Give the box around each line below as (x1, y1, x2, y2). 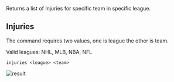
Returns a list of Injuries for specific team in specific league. (6, 5, 151, 12)
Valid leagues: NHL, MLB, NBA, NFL (6, 48, 93, 55)
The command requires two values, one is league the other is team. (6, 37, 169, 44)
